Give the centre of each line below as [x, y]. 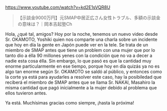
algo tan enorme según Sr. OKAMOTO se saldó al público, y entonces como [84, 72]
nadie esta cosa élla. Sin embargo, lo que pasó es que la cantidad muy [78, 61]
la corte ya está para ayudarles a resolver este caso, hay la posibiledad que [83, 77]
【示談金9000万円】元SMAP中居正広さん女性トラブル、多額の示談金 [89, 18]
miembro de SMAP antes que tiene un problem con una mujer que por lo [80, 50]
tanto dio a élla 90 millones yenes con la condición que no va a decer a [79, 55]
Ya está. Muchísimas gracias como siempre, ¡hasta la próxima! [70, 103]
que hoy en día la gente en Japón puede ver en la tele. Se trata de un [77, 45]
